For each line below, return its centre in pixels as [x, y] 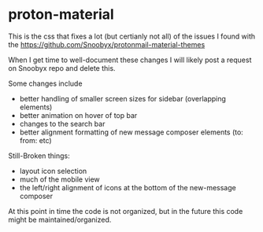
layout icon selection [53, 171]
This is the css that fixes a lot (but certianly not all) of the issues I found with [132, 36]
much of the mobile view [59, 179]
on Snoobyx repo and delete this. [62, 68]
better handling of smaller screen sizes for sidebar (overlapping [123, 98]
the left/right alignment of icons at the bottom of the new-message [128, 187]
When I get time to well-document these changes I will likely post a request [130, 60]
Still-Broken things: [39, 156]
